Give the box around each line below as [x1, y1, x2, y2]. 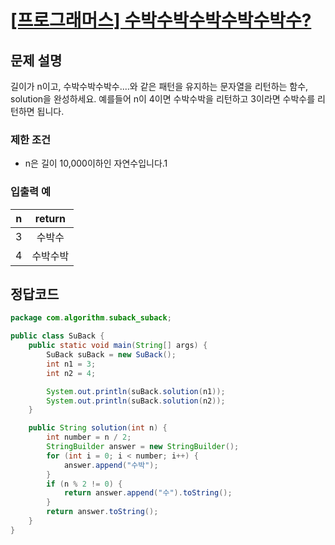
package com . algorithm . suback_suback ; [10, 313, 172, 323]
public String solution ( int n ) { [28, 423, 168, 433]
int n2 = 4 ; [46, 368, 97, 378]
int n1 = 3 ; [46, 359, 97, 369]
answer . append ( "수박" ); [63, 460, 159, 470]
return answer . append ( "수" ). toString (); [63, 488, 233, 498]
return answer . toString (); [46, 507, 159, 517]
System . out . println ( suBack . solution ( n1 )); [46, 386, 226, 396]
